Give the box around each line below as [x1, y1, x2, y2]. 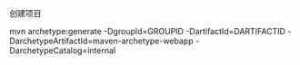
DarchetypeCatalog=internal [9, 45, 116, 56]
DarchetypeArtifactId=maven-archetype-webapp [9, 35, 194, 46]
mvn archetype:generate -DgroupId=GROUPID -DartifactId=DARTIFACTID [9, 26, 286, 36]
